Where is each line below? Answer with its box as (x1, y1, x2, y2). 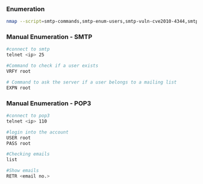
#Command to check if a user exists (6, 63, 98, 69)
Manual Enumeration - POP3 (6, 99, 92, 107)
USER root (6, 135, 31, 141)
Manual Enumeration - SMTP (6, 32, 92, 41)
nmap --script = (6, 19, 45, 25)
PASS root (6, 140, 31, 146)
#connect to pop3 (6, 113, 50, 119)
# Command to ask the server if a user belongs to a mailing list (6, 79, 177, 85)
